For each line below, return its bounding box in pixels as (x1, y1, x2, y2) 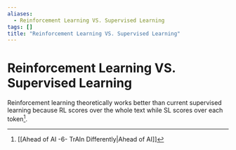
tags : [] (7, 23, 33, 30)
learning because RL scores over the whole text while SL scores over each (7, 106, 223, 115)
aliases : (7, 10, 33, 18)
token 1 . (7, 113, 28, 123)
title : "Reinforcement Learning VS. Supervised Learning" (7, 30, 181, 37)
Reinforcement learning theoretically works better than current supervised (7, 99, 223, 107)
